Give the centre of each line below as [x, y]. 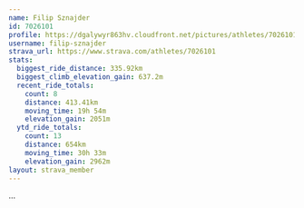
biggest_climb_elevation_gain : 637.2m [90, 77]
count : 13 [44, 136]
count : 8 [41, 94]
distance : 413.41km [62, 102]
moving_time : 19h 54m [65, 111]
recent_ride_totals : [55, 85]
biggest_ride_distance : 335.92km [80, 69]
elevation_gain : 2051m [68, 119]
